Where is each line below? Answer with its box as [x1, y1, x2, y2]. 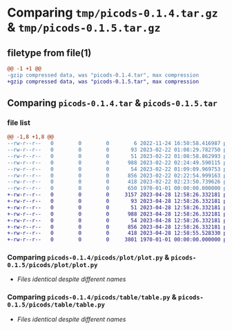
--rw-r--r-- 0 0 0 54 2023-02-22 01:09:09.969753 [7, 166, 221, 173]
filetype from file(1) [7, 47, 92, 59]
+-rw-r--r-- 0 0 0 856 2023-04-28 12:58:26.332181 [7, 223, 221, 231]
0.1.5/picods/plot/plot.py [7, 261, 98, 269]
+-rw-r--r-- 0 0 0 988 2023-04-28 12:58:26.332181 [7, 211, 221, 217]
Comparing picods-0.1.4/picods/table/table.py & [7, 292, 177, 302]
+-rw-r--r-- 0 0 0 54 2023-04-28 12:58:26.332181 [7, 217, 221, 224]
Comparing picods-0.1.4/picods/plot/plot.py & [7, 253, 170, 262]
